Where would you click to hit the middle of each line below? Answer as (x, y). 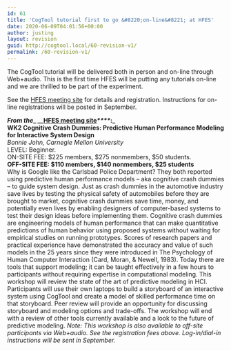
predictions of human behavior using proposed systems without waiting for (114, 230)
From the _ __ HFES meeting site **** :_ (61, 120)
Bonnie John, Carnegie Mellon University (66, 142)
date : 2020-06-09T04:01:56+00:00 (55, 26)
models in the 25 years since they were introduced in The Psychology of (110, 252)
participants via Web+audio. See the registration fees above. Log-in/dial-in (114, 332)
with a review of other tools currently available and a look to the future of (111, 318)
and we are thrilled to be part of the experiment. (75, 86)
